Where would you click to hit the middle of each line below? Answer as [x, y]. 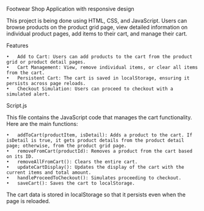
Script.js [17, 105]
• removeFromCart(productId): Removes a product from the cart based [99, 151]
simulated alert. [28, 94]
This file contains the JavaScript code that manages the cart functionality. [99, 117]
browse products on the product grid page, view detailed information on [97, 27]
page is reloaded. [28, 201]
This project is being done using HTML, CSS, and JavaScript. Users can [97, 20]
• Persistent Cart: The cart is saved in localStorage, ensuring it [98, 78]
